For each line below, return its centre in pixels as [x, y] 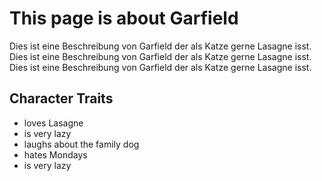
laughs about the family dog [81, 144]
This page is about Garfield [124, 18]
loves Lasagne [53, 123]
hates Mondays [55, 154]
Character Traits [61, 98]
